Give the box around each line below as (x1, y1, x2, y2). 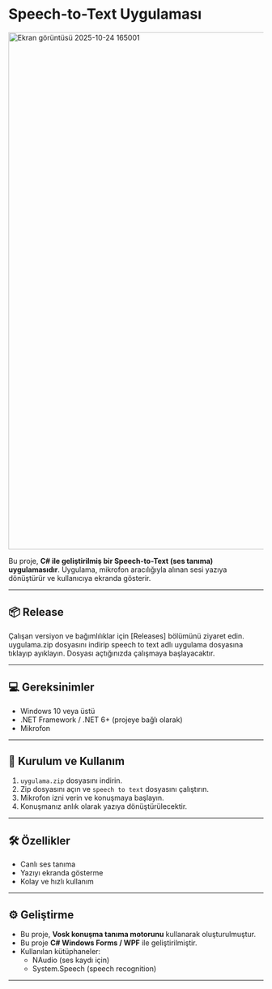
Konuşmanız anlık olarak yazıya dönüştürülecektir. (19, 802, 188, 811)
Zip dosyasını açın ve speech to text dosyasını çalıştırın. (19, 785, 209, 794)
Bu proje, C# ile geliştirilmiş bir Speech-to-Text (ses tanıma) (8, 556, 214, 565)
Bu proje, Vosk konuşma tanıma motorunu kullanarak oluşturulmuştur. (19, 930, 257, 939)
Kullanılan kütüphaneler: (19, 947, 101, 956)
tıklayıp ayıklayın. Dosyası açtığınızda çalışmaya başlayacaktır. (8, 648, 215, 658)
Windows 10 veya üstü (19, 706, 96, 716)
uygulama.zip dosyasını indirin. (19, 776, 123, 785)
